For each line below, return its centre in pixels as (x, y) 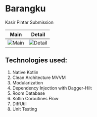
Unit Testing (24, 109)
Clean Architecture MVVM (39, 78)
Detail (38, 34)
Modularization (27, 82)
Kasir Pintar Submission (29, 22)
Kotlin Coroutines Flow (35, 98)
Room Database (29, 93)
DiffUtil (19, 104)
